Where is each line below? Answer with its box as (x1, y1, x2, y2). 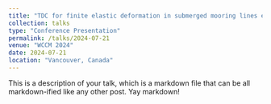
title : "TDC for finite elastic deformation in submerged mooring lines (8, 11, 258, 20)
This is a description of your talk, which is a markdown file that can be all (8, 78, 251, 88)
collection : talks (8, 19, 70, 27)
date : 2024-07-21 (8, 49, 67, 57)
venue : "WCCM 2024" (8, 42, 74, 50)
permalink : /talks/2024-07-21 (8, 34, 110, 42)
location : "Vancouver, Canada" (8, 57, 114, 65)
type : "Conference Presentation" (8, 26, 121, 34)
